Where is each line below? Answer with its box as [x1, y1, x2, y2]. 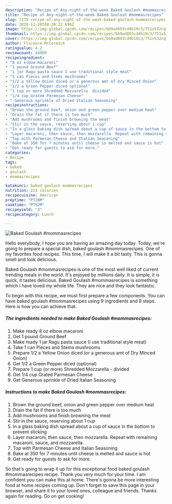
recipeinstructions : [5, 103, 50, 108]
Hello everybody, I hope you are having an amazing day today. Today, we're [5, 240, 165, 246]
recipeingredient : [5, 55, 45, 60]
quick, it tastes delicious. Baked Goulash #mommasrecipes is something [5, 277, 158, 283]
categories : [5, 150, 31, 156]
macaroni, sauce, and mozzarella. [12, 440, 84, 446]
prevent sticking [12, 429, 47, 435]
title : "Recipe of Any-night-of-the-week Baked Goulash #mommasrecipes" [5, 12, 164, 17]
